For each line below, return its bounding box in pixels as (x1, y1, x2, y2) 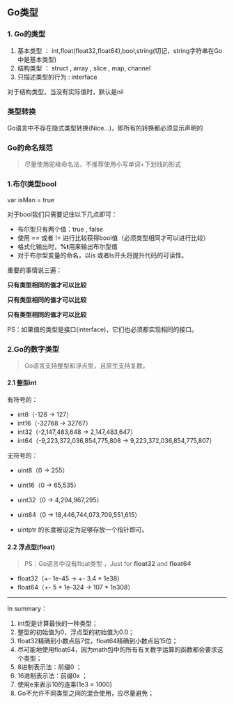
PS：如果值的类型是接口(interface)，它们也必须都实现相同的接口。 (7, 325, 198, 334)
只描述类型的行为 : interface (17, 73, 97, 81)
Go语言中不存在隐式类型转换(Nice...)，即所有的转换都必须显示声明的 (7, 123, 203, 132)
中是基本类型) (17, 55, 57, 63)
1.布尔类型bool (7, 179, 57, 189)
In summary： (7, 604, 47, 613)
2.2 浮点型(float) (7, 543, 56, 551)
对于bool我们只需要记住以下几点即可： (7, 210, 118, 218)
